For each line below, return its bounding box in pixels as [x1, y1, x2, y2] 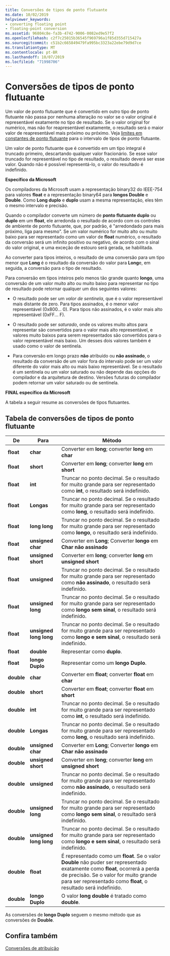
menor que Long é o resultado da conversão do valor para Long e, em [5, 260, 151, 266]
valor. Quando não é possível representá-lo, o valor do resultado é [5, 162, 144, 168]
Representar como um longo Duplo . [61, 659, 147, 666]
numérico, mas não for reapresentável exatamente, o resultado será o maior [5, 125, 164, 131]
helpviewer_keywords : [5, 17, 51, 22]
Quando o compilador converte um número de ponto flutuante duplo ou [5, 212, 156, 218]
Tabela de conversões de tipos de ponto [5, 414, 134, 423]
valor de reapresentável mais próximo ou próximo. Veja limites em [5, 130, 143, 136]
